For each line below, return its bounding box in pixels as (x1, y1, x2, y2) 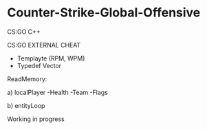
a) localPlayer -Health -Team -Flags (7, 88, 109, 96)
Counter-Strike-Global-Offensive (7, 5, 201, 21)
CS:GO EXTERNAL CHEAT (7, 41, 81, 49)
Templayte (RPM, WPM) (17, 54, 85, 63)
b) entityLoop (7, 101, 45, 109)
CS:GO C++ (7, 28, 41, 36)
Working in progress (7, 115, 65, 123)
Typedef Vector (17, 61, 62, 69)
